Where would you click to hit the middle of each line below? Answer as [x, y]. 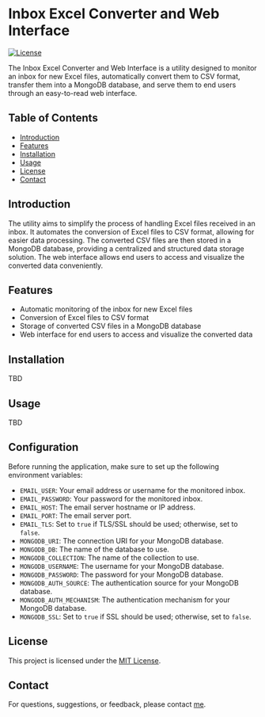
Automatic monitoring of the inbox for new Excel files [106, 309]
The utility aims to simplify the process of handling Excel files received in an [132, 223]
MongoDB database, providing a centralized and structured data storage [126, 248]
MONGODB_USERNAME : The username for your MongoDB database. [121, 566]
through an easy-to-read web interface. [73, 93]
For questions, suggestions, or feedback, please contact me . [107, 704]
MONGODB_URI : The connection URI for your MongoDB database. [121, 540]
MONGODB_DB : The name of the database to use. [95, 549]
